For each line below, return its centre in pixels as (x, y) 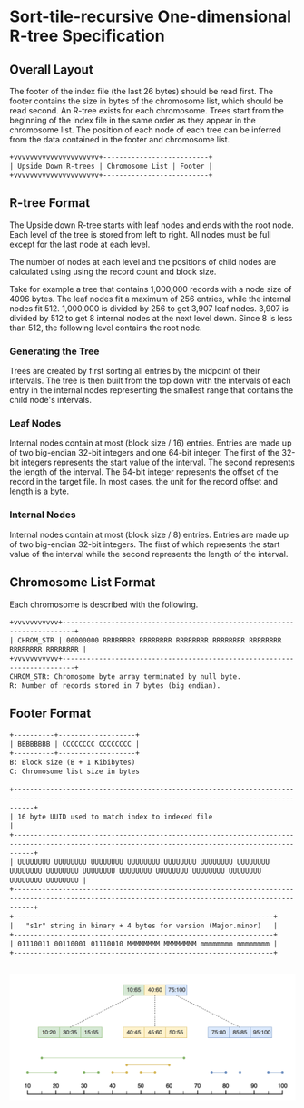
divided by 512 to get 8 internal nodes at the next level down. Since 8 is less (151, 318)
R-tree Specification (87, 36)
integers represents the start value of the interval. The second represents (158, 462)
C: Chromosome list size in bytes (75, 772)
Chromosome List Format (83, 583)
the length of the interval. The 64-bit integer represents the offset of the (144, 472)
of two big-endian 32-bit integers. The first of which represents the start (145, 544)
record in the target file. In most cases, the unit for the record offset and (144, 482)
